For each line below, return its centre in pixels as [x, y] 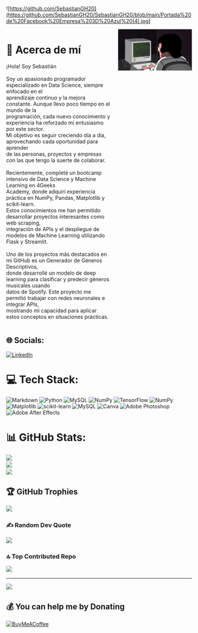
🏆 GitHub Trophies [42, 492]
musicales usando [28, 285]
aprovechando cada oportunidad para [52, 141]
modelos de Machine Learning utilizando [55, 235]
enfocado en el [24, 91]
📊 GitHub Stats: [46, 437]
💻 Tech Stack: [42, 379]
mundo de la [21, 110]
